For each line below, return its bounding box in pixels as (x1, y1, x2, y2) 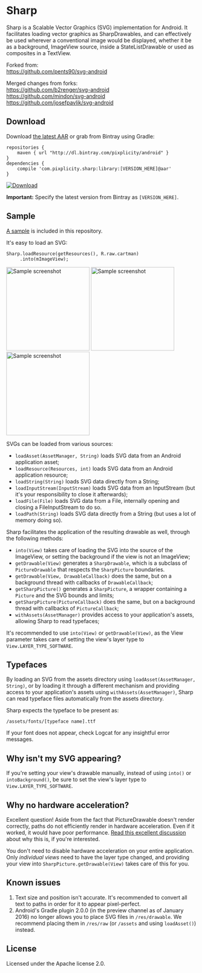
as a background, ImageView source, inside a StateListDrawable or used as (6, 43, 194, 50)
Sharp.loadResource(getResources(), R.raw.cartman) (6, 250, 139, 257)
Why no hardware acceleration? (6, 800, 129, 810)
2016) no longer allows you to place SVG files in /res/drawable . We (15, 913, 182, 920)
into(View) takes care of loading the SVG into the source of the (15, 546, 174, 553)
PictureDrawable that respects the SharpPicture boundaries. (15, 565, 165, 573)
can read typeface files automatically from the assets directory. (6, 695, 165, 702)
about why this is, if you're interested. (6, 836, 100, 842)
